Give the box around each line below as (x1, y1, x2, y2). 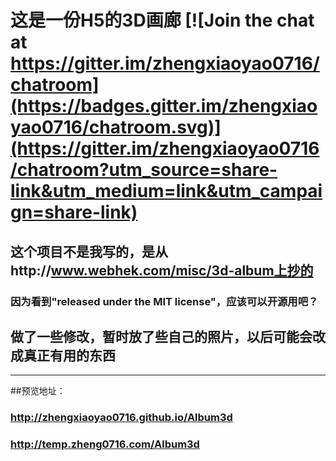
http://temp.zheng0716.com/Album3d (10, 437, 200, 451)
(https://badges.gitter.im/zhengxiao (10, 95, 318, 118)
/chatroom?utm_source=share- (10, 159, 278, 181)
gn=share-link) (10, 201, 138, 224)
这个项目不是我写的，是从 (10, 243, 168, 260)
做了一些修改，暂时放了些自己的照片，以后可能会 (10, 328, 313, 345)
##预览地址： (10, 385, 66, 397)
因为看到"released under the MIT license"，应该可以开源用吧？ (10, 294, 319, 308)
